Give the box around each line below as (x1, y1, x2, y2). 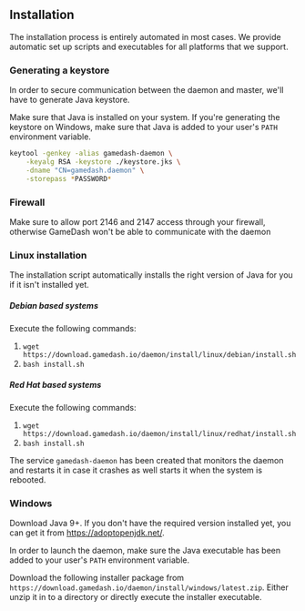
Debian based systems (9, 300, 98, 311)
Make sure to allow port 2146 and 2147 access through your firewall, (9, 216, 266, 227)
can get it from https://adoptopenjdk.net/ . (9, 527, 166, 538)
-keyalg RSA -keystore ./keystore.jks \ (25, 157, 181, 167)
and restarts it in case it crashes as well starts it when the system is (9, 464, 262, 476)
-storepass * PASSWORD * (25, 174, 112, 183)
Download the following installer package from (9, 573, 185, 584)
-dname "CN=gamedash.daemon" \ (25, 166, 145, 175)
